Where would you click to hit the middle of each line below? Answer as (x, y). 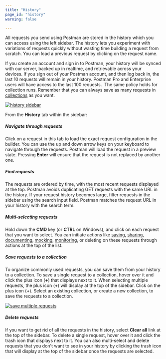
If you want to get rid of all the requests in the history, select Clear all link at (83, 330)
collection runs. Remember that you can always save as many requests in (81, 90)
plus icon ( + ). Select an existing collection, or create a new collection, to (79, 291)
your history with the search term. (40, 205)
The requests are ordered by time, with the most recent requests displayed (82, 184)
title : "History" (23, 10)
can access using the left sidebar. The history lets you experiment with (78, 43)
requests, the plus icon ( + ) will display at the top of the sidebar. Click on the (83, 285)
